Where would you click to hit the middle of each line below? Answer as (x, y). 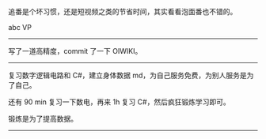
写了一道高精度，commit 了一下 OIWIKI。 (75, 51)
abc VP (20, 27)
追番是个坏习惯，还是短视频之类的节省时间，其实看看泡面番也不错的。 (123, 11)
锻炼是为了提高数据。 (43, 118)
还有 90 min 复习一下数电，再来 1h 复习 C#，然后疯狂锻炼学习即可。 (120, 102)
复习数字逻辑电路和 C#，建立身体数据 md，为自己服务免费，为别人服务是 (127, 75)
